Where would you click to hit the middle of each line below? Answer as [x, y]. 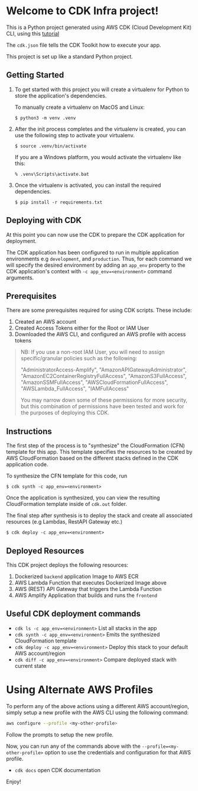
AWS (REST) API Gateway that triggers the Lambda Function [88, 589]
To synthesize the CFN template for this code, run [67, 476]
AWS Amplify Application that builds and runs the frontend [86, 595]
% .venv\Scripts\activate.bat [52, 174]
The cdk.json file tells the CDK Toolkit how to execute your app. [84, 45]
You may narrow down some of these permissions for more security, [104, 400]
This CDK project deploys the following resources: [67, 565]
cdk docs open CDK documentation [58, 770]
